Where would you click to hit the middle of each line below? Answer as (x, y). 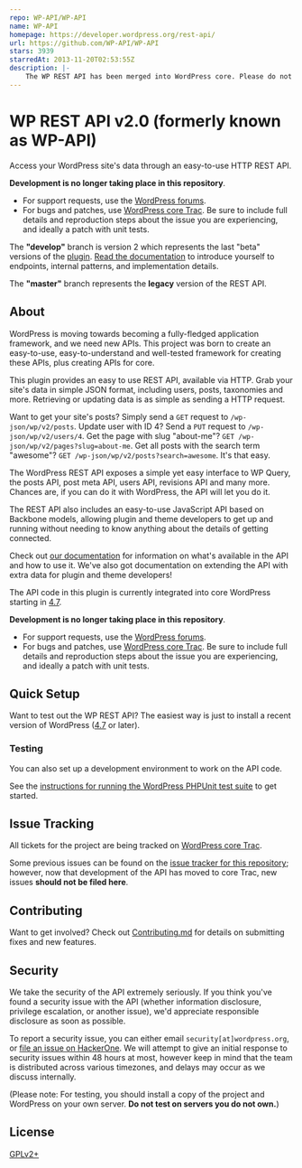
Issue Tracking (52, 824)
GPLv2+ (24, 1154)
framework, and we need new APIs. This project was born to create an (140, 343)
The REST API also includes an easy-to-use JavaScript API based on (137, 509)
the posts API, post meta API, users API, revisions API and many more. (140, 482)
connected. (31, 537)
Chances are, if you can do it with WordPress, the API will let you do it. (140, 491)
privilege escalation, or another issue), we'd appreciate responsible (134, 1012)
